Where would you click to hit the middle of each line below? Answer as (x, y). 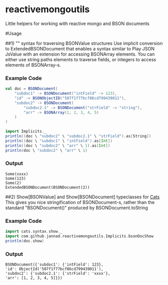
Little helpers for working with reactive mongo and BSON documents (77, 23)
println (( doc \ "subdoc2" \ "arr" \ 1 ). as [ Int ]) (58, 146)
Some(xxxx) (17, 174)
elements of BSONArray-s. (33, 65)
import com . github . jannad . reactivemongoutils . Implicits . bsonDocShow (79, 236)
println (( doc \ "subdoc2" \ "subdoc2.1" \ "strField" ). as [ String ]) (78, 136)
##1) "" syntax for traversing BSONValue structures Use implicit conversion (84, 43)
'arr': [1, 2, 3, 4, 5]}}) (34, 278)
